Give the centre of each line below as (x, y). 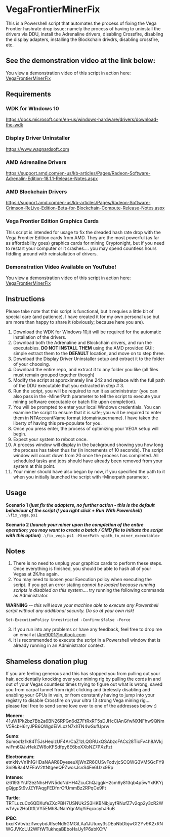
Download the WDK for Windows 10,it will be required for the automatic (87, 332)
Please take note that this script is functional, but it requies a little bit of (80, 311)
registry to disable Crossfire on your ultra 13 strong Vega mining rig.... (78, 700)
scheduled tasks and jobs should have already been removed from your (88, 461)
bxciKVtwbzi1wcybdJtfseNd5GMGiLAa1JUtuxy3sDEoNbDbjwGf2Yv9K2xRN (84, 824)
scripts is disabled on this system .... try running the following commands (89, 590)
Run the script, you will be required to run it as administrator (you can (85, 391)
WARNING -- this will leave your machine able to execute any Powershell (82, 605)
